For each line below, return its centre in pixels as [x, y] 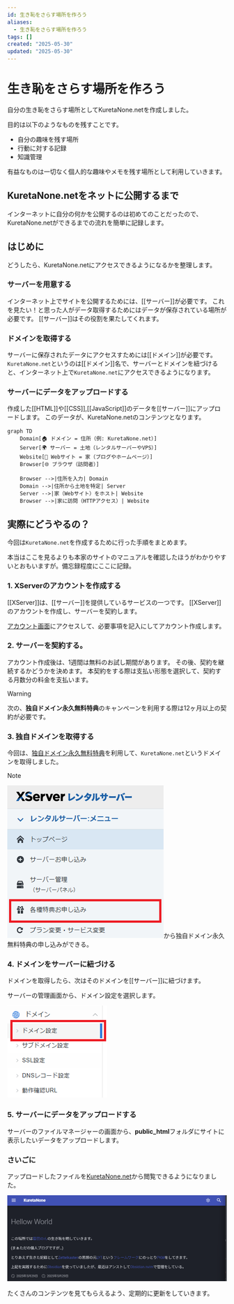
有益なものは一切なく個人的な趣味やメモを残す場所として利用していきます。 [117, 172]
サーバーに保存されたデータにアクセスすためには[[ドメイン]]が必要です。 [112, 355]
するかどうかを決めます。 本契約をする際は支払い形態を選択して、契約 [114, 670]
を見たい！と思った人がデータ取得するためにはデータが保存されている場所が [117, 310]
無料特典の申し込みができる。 [50, 945]
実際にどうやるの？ [48, 524]
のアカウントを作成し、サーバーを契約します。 [74, 611]
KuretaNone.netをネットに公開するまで [93, 196]
